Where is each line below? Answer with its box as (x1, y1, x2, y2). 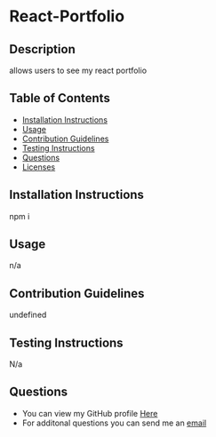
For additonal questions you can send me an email (21, 417, 207, 428)
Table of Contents (9, 91, 111, 106)
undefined (9, 309, 47, 321)
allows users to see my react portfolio (9, 65, 148, 75)
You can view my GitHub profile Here (21, 408, 158, 418)
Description (9, 42, 76, 57)
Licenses (21, 162, 56, 172)
